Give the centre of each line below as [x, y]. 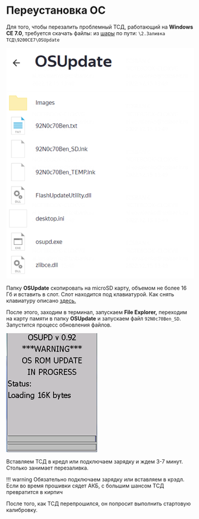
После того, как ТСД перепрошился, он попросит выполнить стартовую [99, 504]
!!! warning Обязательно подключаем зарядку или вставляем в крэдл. [95, 479]
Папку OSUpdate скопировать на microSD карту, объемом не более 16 [97, 288]
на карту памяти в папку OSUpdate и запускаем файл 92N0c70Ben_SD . [94, 318]
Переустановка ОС [56, 10]
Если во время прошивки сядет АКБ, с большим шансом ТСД [85, 486]
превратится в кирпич [35, 492]
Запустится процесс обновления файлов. [59, 325]
